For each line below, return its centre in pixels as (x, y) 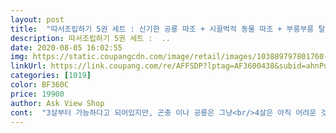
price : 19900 (37, 94)
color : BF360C (40, 85)
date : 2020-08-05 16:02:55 (66, 47)
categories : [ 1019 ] (51, 76)
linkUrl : (28, 66)
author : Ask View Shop (57, 103)
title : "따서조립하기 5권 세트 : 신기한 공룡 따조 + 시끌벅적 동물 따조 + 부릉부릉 (162, 29)
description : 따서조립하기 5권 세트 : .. (90, 38)
